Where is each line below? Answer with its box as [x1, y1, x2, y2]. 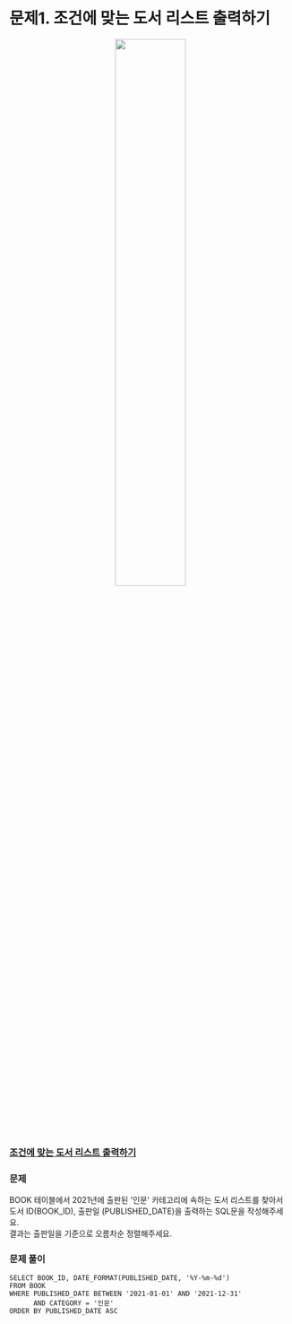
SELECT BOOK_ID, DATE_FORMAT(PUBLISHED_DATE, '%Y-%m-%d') [9, 1274, 230, 1283]
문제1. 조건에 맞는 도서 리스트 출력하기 [9, 8, 271, 29]
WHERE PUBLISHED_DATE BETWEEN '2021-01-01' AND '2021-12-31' [9, 1289, 243, 1299]
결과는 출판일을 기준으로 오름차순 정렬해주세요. [9, 1228, 173, 1239]
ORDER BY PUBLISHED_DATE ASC [9, 1307, 118, 1316]
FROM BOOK [9, 1282, 47, 1291]
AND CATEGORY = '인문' [32, 1299, 115, 1308]
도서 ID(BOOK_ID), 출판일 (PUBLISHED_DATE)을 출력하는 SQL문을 [9, 1206, 245, 1216]
